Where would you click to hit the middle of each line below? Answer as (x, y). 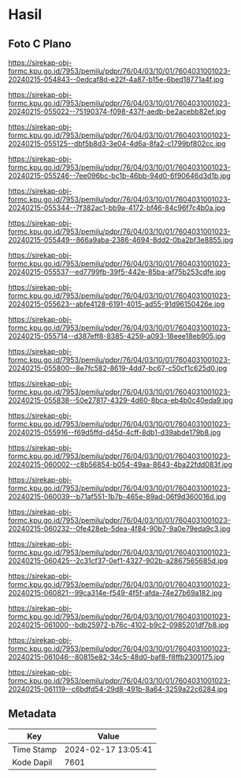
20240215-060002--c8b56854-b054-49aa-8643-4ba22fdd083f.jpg (120, 464)
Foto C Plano (40, 44)
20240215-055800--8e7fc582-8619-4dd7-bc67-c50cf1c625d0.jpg (118, 368)
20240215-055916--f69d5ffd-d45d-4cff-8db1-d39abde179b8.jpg (115, 432)
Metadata (32, 714)
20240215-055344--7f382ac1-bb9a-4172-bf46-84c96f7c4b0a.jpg (117, 208)
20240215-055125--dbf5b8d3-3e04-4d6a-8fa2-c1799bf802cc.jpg (117, 143)
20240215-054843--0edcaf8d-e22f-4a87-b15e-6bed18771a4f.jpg (116, 79)
